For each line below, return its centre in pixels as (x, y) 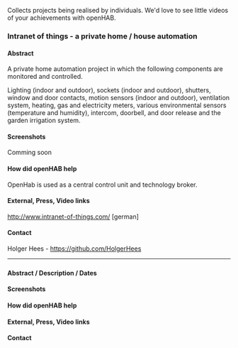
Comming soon (29, 153)
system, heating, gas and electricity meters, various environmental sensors (117, 105)
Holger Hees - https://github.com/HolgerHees (74, 249)
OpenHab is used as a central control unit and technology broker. (102, 185)
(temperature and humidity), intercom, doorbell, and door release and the (114, 113)
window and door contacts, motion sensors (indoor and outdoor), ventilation (119, 98)
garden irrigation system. (44, 121)
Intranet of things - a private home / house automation (102, 36)
